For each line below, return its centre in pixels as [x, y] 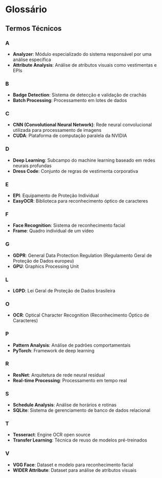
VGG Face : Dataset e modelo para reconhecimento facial [73, 465]
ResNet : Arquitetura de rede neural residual [59, 375]
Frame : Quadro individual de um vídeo [53, 231]
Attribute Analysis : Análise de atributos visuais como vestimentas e [85, 65]
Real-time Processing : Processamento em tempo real [70, 380]
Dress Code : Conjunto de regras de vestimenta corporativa [75, 171]
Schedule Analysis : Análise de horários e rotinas [65, 405]
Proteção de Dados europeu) [43, 261]
